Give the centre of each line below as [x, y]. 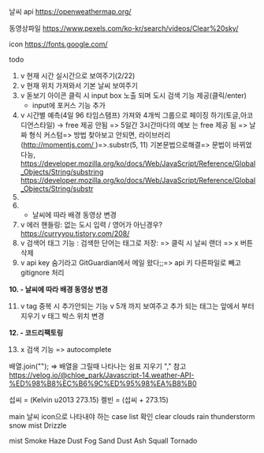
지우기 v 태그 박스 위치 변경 [62, 316]
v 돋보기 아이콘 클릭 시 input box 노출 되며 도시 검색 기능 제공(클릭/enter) [134, 95]
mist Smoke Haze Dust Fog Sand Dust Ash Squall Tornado [103, 441]
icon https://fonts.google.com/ [59, 44]
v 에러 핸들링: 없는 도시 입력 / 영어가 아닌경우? [91, 225]
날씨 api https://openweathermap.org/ [71, 11]
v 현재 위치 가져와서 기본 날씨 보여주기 [79, 86]
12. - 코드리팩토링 [36, 333]
